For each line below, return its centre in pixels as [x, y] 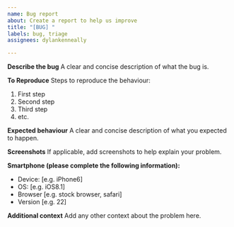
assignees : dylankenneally [47, 40]
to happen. [23, 138]
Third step [33, 109]
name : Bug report [33, 14]
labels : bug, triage [38, 34]
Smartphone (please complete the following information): [94, 166]
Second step [36, 102]
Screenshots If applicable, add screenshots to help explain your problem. [115, 152]
